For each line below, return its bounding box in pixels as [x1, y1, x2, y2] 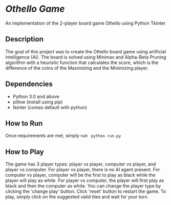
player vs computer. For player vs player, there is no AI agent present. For [5, 167, 160, 173]
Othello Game [5, 3, 65, 15]
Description [5, 35, 44, 44]
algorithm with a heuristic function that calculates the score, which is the [5, 59, 159, 66]
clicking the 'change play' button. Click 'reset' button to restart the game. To [5, 188, 166, 195]
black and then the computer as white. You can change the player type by [5, 183, 161, 189]
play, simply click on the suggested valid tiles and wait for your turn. [5, 194, 149, 200]
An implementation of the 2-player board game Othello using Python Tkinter [5, 20, 166, 26]
